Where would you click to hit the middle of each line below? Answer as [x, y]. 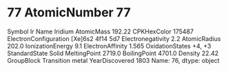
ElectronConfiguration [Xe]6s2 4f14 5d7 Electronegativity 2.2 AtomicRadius [114, 38]
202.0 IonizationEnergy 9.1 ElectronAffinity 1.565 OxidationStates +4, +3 [109, 46]
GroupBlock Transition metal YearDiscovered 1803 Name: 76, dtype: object [113, 60]
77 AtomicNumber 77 [69, 13]
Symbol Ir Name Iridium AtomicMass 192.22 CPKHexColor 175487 [101, 31]
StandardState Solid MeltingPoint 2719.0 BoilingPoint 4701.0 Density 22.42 [113, 53]
